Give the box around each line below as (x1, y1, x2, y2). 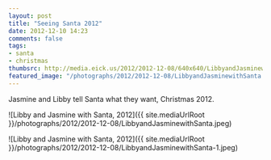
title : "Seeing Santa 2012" (8, 19, 103, 27)
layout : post (8, 11, 52, 20)
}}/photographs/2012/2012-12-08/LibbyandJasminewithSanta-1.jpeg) (8, 142, 239, 152)
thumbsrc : (8, 65, 42, 73)
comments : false (8, 34, 63, 43)
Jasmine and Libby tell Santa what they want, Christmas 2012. (8, 94, 215, 103)
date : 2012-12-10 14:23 (8, 27, 89, 35)
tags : (8, 42, 27, 50)
